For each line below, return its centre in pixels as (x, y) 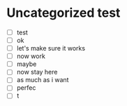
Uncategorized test (63, 13)
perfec (26, 88)
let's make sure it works (51, 48)
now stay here (37, 72)
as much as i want (43, 80)
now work (31, 56)
